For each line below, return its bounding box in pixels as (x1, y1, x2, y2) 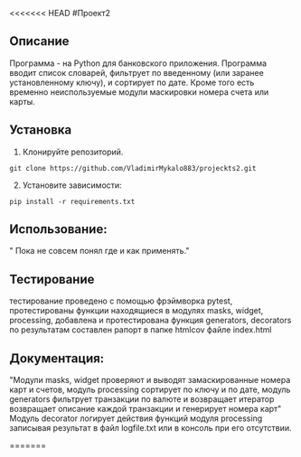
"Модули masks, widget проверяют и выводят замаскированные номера (9, 375, 291, 386)
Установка (9, 122, 72, 138)
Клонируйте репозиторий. (22, 146, 124, 157)
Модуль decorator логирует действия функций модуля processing (9, 413, 263, 424)
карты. (9, 96, 36, 107)
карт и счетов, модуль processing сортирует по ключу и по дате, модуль (9, 384, 291, 396)
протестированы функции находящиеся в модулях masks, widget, (9, 305, 264, 316)
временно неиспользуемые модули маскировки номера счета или (9, 86, 269, 98)
